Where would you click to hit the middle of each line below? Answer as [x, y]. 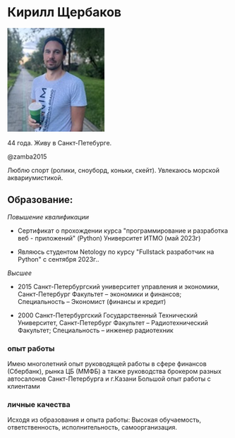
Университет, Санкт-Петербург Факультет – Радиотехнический [113, 322]
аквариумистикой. [35, 178]
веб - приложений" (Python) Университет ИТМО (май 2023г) [109, 238]
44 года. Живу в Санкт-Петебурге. [60, 142]
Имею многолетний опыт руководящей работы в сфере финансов [107, 364]
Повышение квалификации [48, 217]
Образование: [40, 200]
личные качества [39, 404]
